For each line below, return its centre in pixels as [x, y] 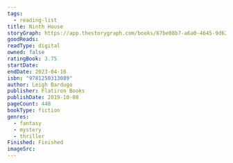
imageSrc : [21, 149]
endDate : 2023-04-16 [37, 71]
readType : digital [34, 46]
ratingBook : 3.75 [32, 59]
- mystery [27, 130]
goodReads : [23, 40]
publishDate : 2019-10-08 [43, 98]
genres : [18, 117]
